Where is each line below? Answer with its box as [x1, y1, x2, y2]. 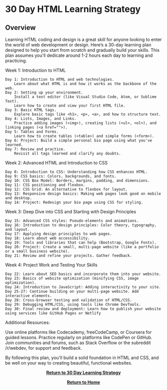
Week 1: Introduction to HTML [5, 67, 66, 73]
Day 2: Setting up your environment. [5, 90, 83, 95]
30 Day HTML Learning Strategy [5, 3, 141, 15]
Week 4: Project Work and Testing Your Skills [5, 262, 98, 267]
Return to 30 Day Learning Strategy [46, 370, 121, 376]
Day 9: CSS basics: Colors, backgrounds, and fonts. [5, 174, 117, 179]
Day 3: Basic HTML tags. [5, 108, 57, 113]
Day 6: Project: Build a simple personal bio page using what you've [5, 138, 153, 143]
